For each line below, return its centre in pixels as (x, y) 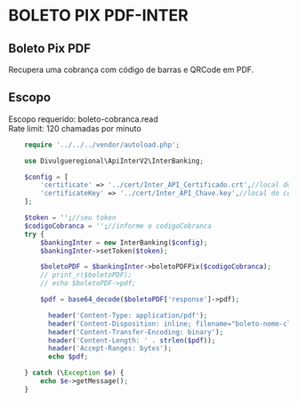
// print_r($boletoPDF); (86, 275)
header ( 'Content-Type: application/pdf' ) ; (128, 315)
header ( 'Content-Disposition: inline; (120, 324)
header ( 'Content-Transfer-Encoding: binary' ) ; (136, 332)
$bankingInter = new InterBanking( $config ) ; (124, 242)
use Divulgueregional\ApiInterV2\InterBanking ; (114, 161)
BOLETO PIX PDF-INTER (98, 16)
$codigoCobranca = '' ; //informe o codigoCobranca (118, 226)
